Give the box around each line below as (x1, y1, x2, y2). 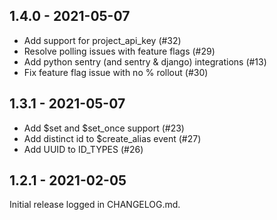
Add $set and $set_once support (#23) (23, 122, 185, 134)
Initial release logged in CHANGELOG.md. (9, 199, 181, 211)
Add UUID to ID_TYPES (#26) (23, 143, 144, 155)
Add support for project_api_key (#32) (23, 34, 182, 46)
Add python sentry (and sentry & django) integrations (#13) (23, 55, 267, 68)
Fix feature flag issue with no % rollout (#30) (23, 66, 209, 78)
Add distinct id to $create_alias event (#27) (23, 132, 202, 144)
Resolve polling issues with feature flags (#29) (23, 45, 216, 57)
